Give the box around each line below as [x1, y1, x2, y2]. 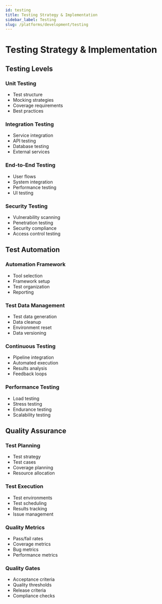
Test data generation [12, 314, 57, 319]
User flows [12, 173, 36, 179]
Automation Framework [5, 261, 66, 268]
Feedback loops [12, 371, 47, 377]
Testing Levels [5, 64, 53, 73]
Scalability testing [12, 412, 51, 418]
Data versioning [12, 330, 46, 336]
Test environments [12, 495, 52, 501]
